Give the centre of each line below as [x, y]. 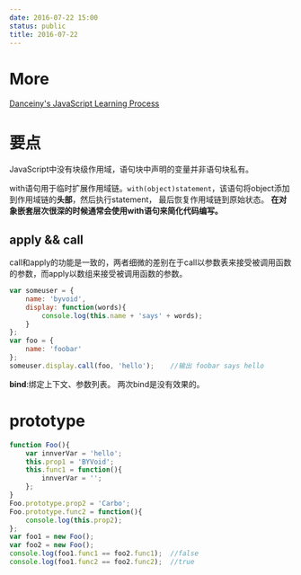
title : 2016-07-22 [44, 34]
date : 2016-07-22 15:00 [54, 18]
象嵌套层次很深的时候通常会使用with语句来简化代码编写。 [116, 211]
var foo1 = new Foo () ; [52, 537]
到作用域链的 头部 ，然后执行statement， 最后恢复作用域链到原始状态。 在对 [148, 199]
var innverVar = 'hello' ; [74, 453]
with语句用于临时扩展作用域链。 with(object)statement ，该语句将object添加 [150, 189]
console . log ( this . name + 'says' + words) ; [122, 315]
